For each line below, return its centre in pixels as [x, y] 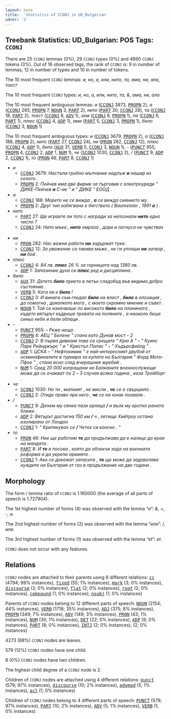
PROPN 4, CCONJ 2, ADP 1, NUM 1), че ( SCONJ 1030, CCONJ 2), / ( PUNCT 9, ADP [84, 153]
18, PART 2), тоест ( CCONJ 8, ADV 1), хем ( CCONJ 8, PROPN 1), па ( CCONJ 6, [82, 116]
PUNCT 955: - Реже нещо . [48, 330]
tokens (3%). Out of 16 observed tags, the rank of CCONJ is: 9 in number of [83, 65]
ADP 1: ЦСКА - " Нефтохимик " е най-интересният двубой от [85, 352]
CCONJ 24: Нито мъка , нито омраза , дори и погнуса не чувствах [92, 227]
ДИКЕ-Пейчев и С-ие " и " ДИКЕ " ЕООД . [66, 189]
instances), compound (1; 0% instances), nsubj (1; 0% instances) [74, 593]
